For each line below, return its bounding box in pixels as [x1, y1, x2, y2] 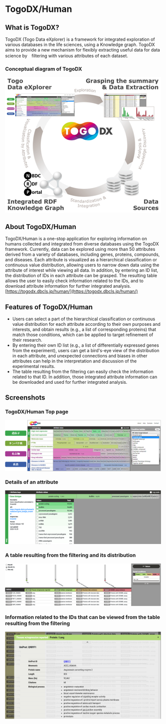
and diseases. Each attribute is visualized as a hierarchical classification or [5, 257, 157, 263]
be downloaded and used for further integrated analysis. [12, 379, 127, 385]
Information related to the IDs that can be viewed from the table [5, 614, 161, 621]
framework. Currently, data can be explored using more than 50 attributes [5, 246, 156, 252]
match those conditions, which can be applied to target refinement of [12, 331, 154, 338]
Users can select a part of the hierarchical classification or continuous [12, 316, 156, 322]
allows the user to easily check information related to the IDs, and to [5, 278, 144, 284]
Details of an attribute [5, 479, 58, 485]
